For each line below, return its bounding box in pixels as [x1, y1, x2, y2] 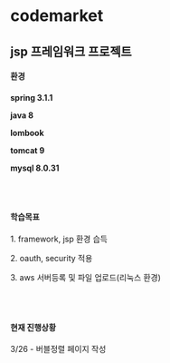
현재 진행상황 [10, 321, 57, 332]
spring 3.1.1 [10, 92, 53, 103]
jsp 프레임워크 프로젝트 [10, 44, 132, 59]
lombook [10, 127, 44, 138]
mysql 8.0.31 [10, 162, 60, 173]
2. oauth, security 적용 [10, 252, 93, 263]
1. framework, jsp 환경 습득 [10, 233, 108, 244]
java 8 [10, 110, 34, 121]
